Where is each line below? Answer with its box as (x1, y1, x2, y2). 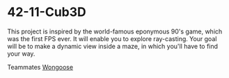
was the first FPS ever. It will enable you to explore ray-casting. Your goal (7, 34, 217, 42)
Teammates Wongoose (7, 63, 74, 71)
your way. (7, 49, 35, 58)
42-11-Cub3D (7, 4, 87, 20)
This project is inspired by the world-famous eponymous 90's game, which (7, 27, 223, 36)
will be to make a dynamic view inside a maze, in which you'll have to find (7, 42, 218, 50)
